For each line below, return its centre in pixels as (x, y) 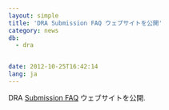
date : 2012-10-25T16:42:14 (53, 67)
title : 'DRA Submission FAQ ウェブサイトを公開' (85, 23)
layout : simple (34, 16)
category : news (34, 30)
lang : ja (23, 74)
